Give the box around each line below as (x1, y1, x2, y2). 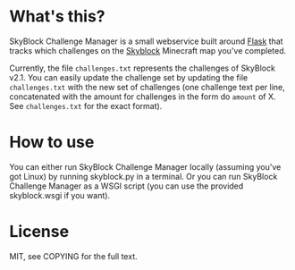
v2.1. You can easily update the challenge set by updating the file (9, 72, 249, 82)
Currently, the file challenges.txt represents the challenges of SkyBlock (9, 63, 275, 73)
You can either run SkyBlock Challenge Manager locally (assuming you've (9, 161, 282, 172)
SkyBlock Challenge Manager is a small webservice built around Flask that (9, 36, 283, 46)
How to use (9, 132, 95, 153)
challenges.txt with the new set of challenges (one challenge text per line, (9, 81, 286, 92)
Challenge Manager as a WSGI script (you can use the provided (9, 181, 244, 191)
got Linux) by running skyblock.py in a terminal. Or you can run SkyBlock (9, 171, 278, 181)
